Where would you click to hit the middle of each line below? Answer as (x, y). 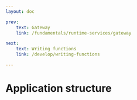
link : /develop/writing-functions (58, 54)
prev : (12, 22)
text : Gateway (33, 27)
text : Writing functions (46, 49)
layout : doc (20, 11)
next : (12, 44)
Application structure (59, 89)
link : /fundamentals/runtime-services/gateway (74, 33)
